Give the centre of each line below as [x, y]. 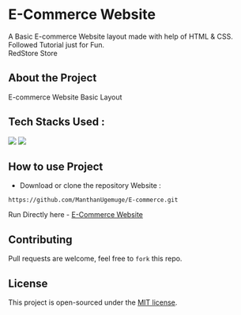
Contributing [40, 240]
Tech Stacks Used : [56, 122]
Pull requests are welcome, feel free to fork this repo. [95, 259]
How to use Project [56, 166]
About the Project [53, 78]
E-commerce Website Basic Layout [65, 97]
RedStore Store [33, 53]
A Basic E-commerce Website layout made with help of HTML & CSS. [120, 36]
